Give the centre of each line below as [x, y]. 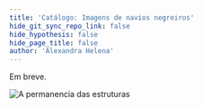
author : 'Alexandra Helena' [62, 51]
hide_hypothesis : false [54, 34]
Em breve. [28, 76]
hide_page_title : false [54, 43]
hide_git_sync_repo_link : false [70, 26]
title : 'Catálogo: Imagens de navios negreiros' [102, 18]
